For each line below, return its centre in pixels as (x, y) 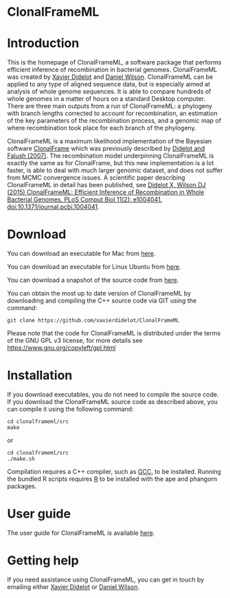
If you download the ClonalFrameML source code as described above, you (113, 402)
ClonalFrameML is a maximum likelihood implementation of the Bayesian (110, 141)
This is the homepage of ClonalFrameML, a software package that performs (114, 62)
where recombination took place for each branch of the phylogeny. (102, 128)
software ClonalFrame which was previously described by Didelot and (106, 149)
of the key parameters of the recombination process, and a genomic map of (114, 121)
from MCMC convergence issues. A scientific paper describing (96, 178)
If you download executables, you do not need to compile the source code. (113, 394)
